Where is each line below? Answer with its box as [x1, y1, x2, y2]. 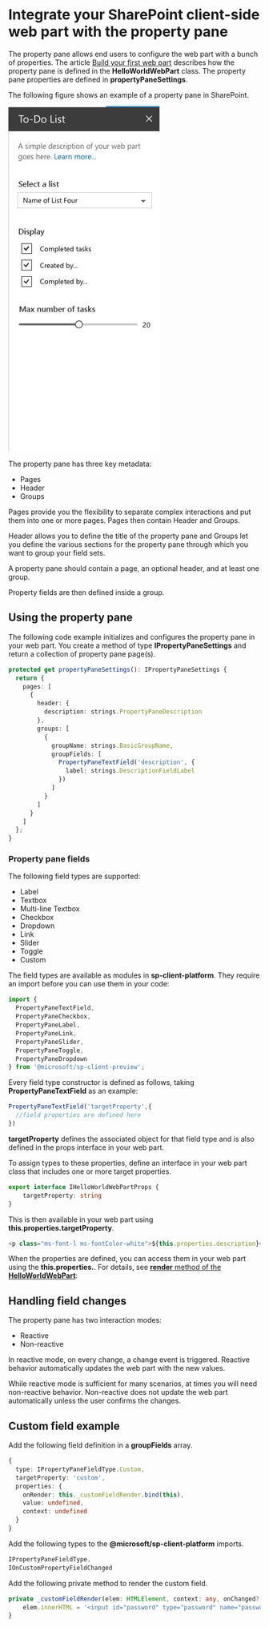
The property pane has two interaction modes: [8, 1316, 162, 1325]
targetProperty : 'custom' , [15, 1473, 106, 1482]
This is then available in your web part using [8, 1215, 154, 1224]
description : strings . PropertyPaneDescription [43, 708, 203, 716]
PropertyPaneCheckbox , [15, 1013, 91, 1021]
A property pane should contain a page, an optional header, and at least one [8, 563, 260, 573]
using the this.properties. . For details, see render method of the [8, 1263, 222, 1272]
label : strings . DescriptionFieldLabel [65, 767, 195, 775]
